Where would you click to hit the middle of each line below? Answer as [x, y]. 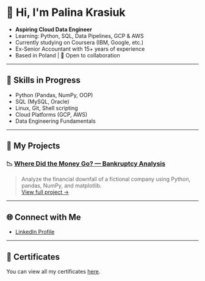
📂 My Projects [33, 146]
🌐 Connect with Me [44, 217]
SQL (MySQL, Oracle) [42, 101]
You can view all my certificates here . [53, 272]
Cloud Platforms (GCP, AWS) [51, 114]
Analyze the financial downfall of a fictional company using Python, [106, 179]
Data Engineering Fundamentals [55, 121]
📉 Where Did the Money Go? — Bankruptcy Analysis [86, 164]
